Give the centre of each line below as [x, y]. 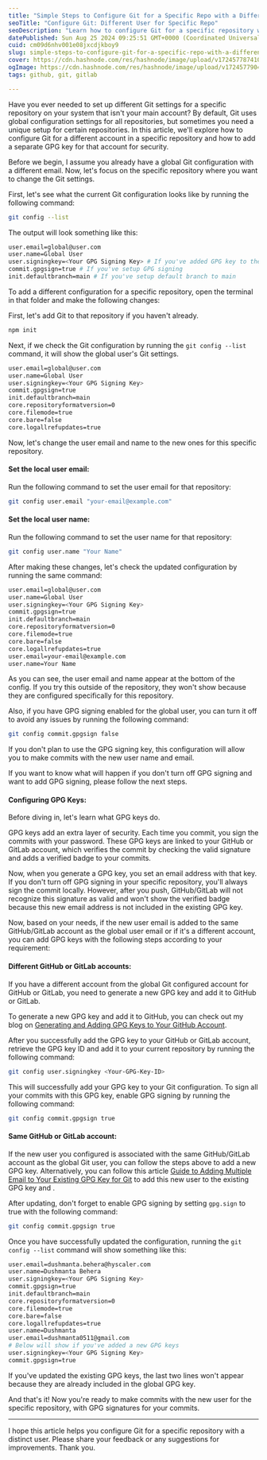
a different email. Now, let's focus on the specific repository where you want [133, 170]
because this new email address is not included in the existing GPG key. [126, 908]
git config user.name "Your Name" [66, 552]
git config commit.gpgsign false [64, 734]
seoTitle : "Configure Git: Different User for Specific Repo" [113, 23]
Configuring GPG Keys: [48, 800]
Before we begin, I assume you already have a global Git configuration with [131, 162]
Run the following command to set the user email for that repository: [120, 486]
